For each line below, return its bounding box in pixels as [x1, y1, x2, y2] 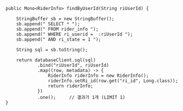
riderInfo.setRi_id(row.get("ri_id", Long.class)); [47, 78, 178, 84]
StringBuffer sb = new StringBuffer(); [16, 16, 115, 22]
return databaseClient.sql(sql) [16, 57, 96, 63]
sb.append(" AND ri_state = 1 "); [16, 37, 101, 43]
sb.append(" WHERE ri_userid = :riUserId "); [16, 31, 133, 37]
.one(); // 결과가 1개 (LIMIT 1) [37, 94, 126, 100]
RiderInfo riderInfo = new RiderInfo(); [47, 73, 149, 79]
